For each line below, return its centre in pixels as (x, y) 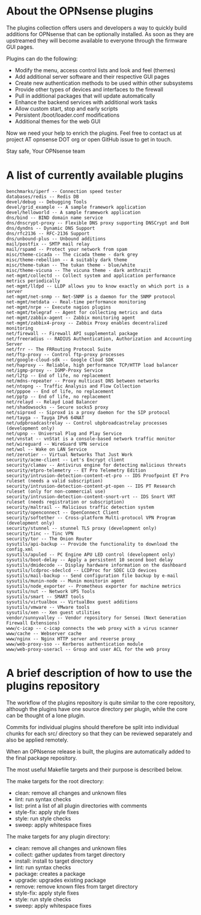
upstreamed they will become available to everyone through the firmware (97, 40)
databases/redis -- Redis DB (43, 197)
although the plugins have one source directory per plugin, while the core (97, 709)
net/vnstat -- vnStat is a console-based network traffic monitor (91, 439)
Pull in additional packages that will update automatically (85, 96)
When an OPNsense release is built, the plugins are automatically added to (98, 751)
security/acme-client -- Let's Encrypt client (65, 460)
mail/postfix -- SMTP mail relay (48, 244)
